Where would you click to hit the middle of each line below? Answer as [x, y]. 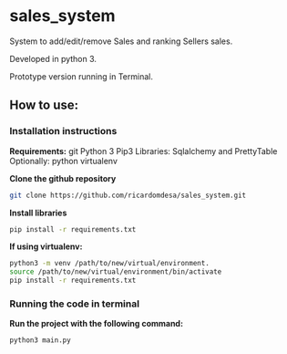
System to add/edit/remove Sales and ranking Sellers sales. [121, 41]
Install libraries [38, 213]
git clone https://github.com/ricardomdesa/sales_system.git [128, 195]
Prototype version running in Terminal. [81, 76]
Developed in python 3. [53, 58]
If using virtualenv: [46, 246]
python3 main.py [40, 340]
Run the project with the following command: [97, 324]
